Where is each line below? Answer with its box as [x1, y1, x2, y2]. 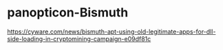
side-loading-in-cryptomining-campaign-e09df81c [7, 34, 151, 42]
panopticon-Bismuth [7, 5, 129, 21]
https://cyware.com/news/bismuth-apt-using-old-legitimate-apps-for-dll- [7, 27, 216, 36]
